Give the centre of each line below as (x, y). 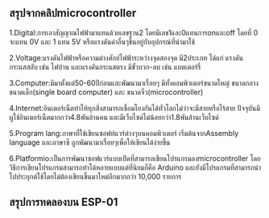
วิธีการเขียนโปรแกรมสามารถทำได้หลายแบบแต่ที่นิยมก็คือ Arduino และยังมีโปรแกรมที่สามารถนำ (135, 167)
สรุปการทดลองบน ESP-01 (64, 202)
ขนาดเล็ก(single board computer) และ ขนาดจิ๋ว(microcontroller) (106, 92)
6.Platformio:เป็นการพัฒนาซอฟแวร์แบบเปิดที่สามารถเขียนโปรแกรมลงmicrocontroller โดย (135, 158)
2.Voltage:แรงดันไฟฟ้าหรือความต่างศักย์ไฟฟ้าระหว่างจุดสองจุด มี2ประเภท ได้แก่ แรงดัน (126, 58)
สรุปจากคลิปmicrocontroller (73, 13)
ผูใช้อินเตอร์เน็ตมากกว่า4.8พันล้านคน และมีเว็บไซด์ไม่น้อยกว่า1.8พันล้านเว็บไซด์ (114, 117)
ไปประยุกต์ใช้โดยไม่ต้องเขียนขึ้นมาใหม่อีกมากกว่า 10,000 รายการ (95, 176)
